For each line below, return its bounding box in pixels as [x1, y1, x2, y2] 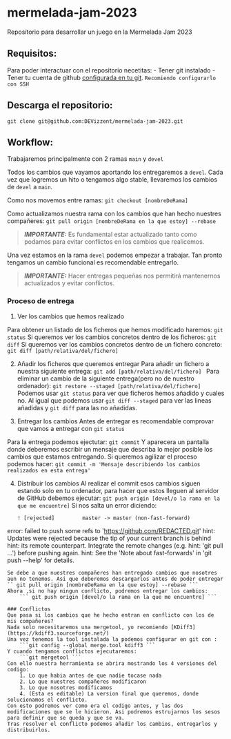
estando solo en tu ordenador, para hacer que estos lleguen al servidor [17, 486, 219, 495]
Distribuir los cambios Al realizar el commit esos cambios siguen [17, 479, 201, 488]
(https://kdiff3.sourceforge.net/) [7, 630, 110, 637]
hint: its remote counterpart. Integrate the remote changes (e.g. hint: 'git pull [7, 541, 223, 550]
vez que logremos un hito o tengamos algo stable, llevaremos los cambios [7, 175, 218, 184]
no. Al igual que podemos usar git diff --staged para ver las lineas [17, 396, 212, 405]
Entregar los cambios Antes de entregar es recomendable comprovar [17, 416, 214, 425]
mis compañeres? [7, 617, 54, 624]
